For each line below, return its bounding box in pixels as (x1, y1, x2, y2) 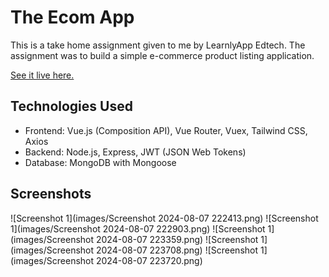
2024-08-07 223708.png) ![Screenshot (95, 244, 259, 256)
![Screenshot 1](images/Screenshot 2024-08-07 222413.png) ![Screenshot (10, 212, 319, 224)
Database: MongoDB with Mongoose (24, 156, 177, 168)
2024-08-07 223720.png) (95, 254, 203, 266)
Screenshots (10, 186, 92, 203)
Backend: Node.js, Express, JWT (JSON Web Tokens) (24, 146, 247, 158)
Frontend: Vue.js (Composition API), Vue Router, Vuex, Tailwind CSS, (24, 124, 308, 136)
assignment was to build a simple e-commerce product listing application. (10, 49, 315, 61)
